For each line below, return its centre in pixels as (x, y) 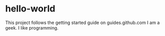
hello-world (30, 9)
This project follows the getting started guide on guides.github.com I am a (82, 22)
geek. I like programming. (32, 27)
